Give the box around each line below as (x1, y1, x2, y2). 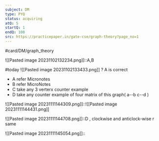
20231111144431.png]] (5, 106, 50, 112)
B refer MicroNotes (12, 81, 51, 87)
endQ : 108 (5, 30, 25, 35)
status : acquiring (5, 16, 43, 21)
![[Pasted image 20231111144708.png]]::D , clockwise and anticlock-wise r (5, 116, 154, 121)
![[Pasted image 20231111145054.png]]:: (5, 130, 86, 136)
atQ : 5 (5, 20, 19, 26)
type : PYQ (5, 12, 25, 17)
